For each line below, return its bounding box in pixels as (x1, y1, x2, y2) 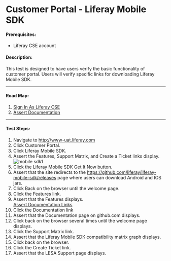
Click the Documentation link (13, 207, 74, 213)
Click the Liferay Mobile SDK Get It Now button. (13, 164, 113, 170)
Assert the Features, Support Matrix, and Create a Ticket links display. (13, 153, 160, 159)
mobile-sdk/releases (13, 175, 56, 180)
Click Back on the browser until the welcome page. (13, 185, 120, 191)
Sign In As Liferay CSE (13, 104, 60, 110)
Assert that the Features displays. (13, 196, 84, 202)
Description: (6, 54, 32, 60)
